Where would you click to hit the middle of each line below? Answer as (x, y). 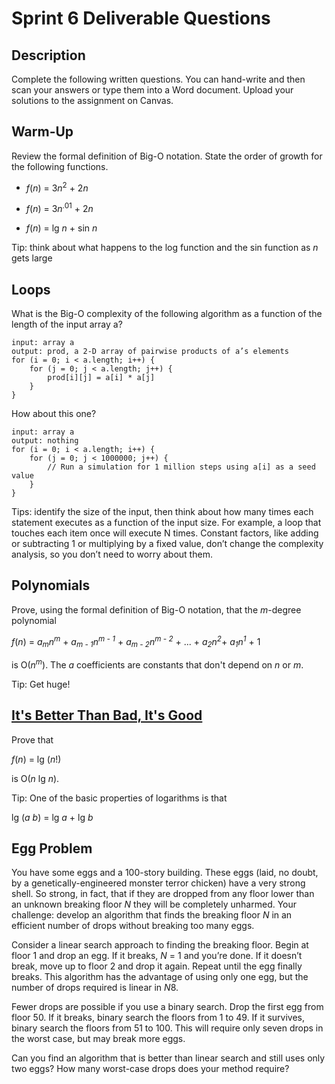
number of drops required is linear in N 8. (95, 988)
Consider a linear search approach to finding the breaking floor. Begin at (160, 945)
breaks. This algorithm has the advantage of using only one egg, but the (160, 977)
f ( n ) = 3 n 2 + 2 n (57, 187)
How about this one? (54, 413)
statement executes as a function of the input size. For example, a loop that (166, 522)
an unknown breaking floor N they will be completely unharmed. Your (154, 904)
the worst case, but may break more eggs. (98, 1039)
